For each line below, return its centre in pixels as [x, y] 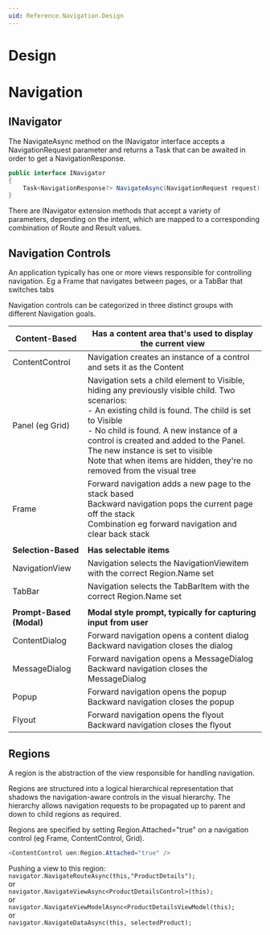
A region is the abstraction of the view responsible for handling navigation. [132, 773]
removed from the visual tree [142, 471]
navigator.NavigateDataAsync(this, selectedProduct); [100, 923]
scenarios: [107, 400]
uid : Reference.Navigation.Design [66, 16]
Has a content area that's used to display [172, 334]
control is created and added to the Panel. [166, 441]
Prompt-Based [41, 613]
